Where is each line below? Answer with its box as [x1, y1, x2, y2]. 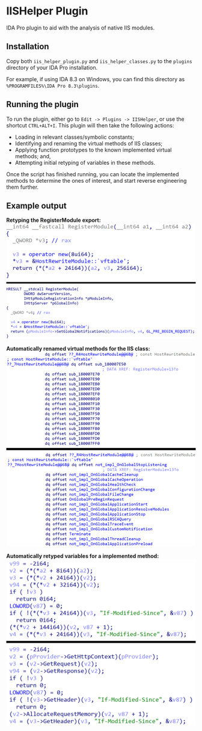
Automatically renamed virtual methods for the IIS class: [6, 345, 150, 352]
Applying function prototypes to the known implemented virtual [14, 146, 172, 153]
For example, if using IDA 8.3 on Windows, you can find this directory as [6, 75, 185, 82]
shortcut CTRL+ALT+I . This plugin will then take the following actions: [6, 121, 174, 129]
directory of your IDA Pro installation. [6, 64, 98, 71]
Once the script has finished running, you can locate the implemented [6, 170, 179, 178]
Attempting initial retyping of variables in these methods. [14, 159, 155, 166]
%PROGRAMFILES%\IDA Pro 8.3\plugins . [6, 82, 100, 89]
